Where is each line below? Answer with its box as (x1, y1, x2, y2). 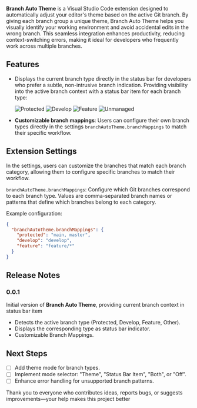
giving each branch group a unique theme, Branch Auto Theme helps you (6, 18, 184, 24)
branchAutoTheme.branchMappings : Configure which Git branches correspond (6, 185, 190, 193)
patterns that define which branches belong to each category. (6, 198, 156, 205)
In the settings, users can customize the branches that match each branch (6, 162, 186, 169)
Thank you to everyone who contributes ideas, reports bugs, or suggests (6, 389, 183, 396)
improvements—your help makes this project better (6, 396, 131, 403)
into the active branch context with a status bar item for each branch (14, 88, 181, 95)
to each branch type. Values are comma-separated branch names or (6, 192, 172, 199)
